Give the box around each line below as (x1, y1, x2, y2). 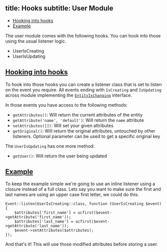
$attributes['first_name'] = (14, 210, 76, 216)
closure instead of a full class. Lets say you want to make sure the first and (5, 186, 161, 192)
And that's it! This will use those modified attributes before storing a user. (5, 241, 158, 247)
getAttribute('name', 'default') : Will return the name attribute (12, 117, 144, 123)
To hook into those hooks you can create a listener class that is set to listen (5, 81, 162, 88)
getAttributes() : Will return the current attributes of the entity (12, 111, 143, 118)
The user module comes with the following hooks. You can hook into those (5, 32, 161, 38)
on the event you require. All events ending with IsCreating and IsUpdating (5, 87, 162, 93)
